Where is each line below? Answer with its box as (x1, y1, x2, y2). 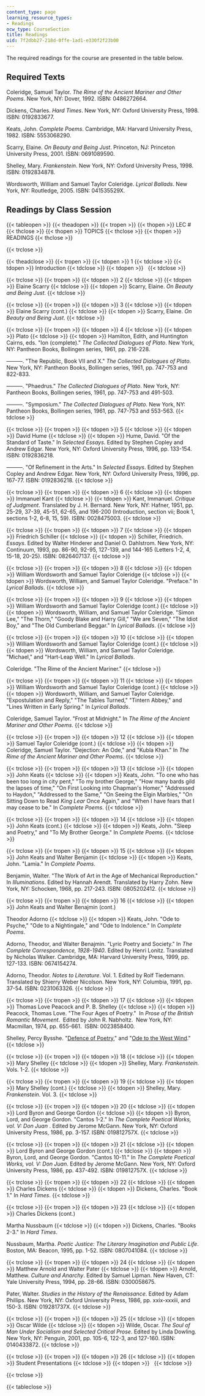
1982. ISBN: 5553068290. (6, 131, 72, 139)
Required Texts (6, 72, 65, 83)
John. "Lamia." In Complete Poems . (6, 860, 96, 868)
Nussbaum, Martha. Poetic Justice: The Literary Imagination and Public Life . (6, 1240, 199, 1248)
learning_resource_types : (6, 15, 72, 21)
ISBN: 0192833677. (6, 113, 55, 120)
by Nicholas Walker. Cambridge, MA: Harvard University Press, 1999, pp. (6, 953, 190, 960)
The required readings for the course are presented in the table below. (6, 55, 184, 61)
